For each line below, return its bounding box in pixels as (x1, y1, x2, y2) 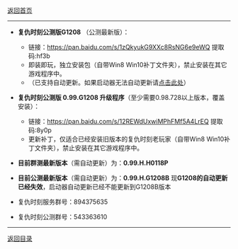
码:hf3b (28, 52, 51, 60)
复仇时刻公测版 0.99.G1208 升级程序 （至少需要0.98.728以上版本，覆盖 (17, 93, 225, 101)
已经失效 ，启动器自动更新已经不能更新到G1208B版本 (17, 183, 171, 191)
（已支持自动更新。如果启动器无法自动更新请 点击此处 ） (28, 79, 190, 86)
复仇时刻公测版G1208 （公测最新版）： (17, 28, 130, 36)
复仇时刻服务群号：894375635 (17, 197, 108, 206)
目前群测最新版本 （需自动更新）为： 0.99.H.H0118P (17, 158, 169, 167)
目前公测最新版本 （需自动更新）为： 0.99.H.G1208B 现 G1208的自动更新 (17, 174, 228, 182)
